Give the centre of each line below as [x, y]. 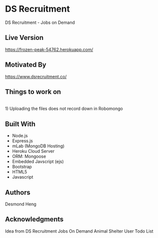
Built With [20, 124]
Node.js [20, 136]
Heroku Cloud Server [33, 151]
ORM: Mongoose [29, 156]
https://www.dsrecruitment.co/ [36, 76]
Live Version [24, 38]
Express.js [22, 141]
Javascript [23, 177]
